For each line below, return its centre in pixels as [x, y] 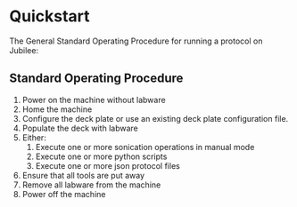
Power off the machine [64, 194]
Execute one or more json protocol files [107, 165]
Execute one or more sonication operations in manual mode [145, 147]
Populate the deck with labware [80, 128]
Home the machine [57, 109]
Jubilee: [24, 50]
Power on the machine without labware [94, 100]
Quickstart [50, 16]
